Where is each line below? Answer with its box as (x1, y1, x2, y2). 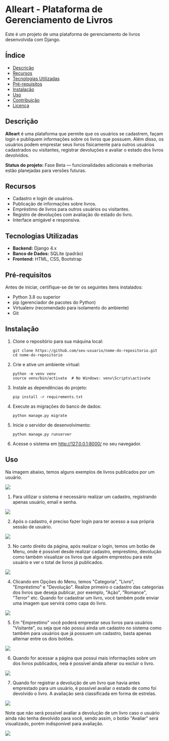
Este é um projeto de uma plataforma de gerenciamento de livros (5, 31, 140, 37)
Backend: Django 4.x (12, 245, 57, 252)
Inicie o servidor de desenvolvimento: (12, 422, 91, 428)
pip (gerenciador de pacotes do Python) (12, 299, 96, 305)
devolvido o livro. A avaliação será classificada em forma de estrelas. (12, 690, 156, 696)
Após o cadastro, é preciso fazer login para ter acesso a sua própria (12, 518, 154, 524)
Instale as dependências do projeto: (12, 384, 87, 391)
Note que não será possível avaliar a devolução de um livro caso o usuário (5, 710, 160, 716)
